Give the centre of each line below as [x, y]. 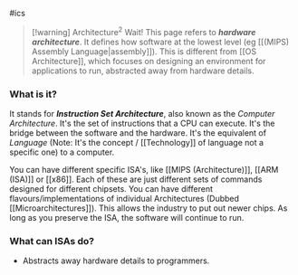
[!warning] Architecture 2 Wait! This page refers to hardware [144, 31]
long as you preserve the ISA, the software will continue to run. [127, 217]
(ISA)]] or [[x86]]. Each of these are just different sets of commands [136, 179]
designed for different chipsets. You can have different [111, 188]
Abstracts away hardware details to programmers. [116, 261]
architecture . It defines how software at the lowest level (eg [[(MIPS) [160, 42]
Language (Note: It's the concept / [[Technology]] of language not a [137, 142]
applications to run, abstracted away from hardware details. [143, 71]
